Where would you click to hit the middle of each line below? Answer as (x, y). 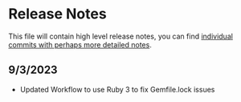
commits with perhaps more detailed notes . (80, 44)
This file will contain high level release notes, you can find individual (120, 36)
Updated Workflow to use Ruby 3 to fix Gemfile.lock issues (117, 89)
